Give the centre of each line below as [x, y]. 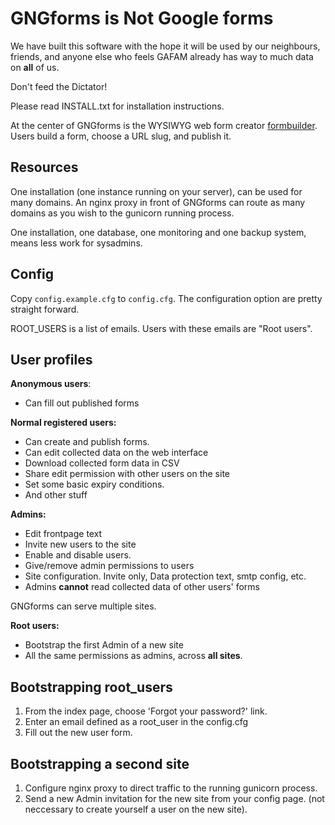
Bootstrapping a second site [100, 763]
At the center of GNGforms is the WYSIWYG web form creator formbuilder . [164, 125]
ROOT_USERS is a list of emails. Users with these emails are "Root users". [161, 328]
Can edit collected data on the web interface [116, 453]
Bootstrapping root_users [91, 687]
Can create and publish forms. [87, 442]
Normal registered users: [63, 423]
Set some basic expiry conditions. [94, 484]
